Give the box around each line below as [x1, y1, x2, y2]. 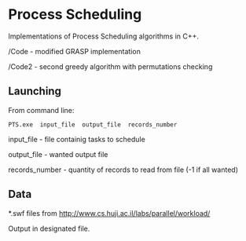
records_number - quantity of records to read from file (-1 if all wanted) [8, 165, 238, 174]
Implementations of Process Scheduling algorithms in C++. [8, 31, 199, 41]
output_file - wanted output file [8, 149, 108, 159]
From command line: [8, 105, 75, 115]
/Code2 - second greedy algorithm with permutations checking [8, 61, 213, 71]
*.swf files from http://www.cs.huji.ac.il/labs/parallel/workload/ [8, 208, 211, 217]
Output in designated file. [8, 224, 90, 233]
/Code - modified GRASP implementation [8, 46, 141, 56]
